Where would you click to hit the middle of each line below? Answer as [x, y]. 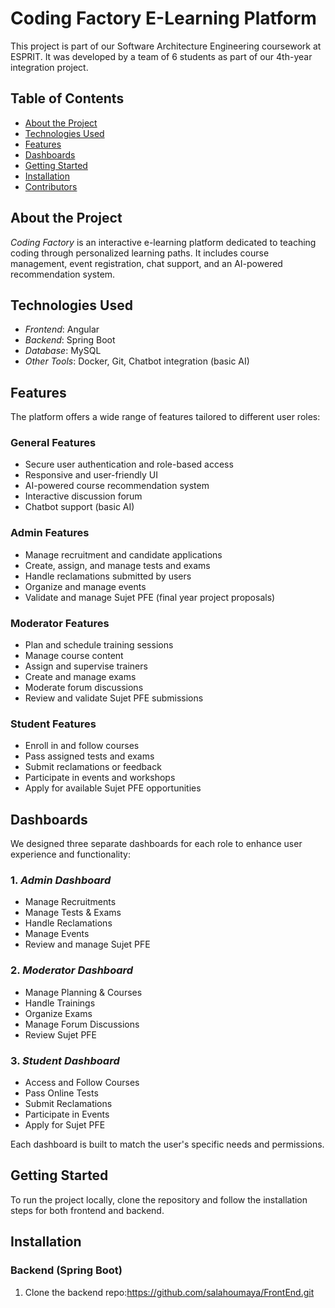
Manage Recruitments [70, 902]
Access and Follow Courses [82, 1083]
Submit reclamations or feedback [93, 767]
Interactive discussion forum [83, 496]
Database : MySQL [63, 351]
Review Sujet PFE [61, 1034]
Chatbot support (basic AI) [79, 507]
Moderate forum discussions [84, 688]
